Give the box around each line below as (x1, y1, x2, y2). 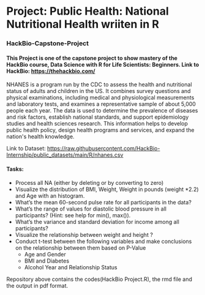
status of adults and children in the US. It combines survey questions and (6, 88, 191, 95)
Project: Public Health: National (6, 4, 170, 18)
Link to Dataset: (6, 145, 46, 152)
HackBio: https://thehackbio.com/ (6, 67, 95, 75)
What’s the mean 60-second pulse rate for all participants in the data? (15, 198, 192, 206)
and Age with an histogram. (15, 192, 85, 200)
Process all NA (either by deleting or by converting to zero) (15, 179, 164, 186)
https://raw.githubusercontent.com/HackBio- (47, 145, 160, 152)
